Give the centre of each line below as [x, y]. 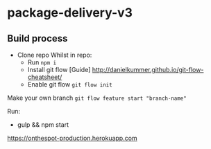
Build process [37, 38]
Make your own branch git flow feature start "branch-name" [97, 98]
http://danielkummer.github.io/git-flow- [148, 70]
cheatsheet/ [45, 77]
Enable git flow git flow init [70, 84]
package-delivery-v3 [70, 13]
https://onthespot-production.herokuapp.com [72, 138]
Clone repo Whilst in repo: [54, 55]
